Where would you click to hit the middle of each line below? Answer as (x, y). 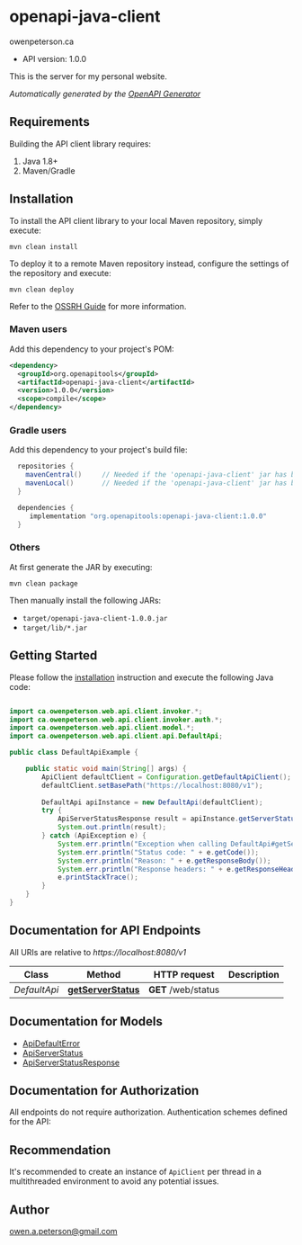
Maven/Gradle (49, 170)
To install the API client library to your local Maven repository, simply (136, 220)
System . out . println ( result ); (112, 828)
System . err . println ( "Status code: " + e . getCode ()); (158, 852)
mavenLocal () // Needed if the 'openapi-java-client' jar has (156, 483)
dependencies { (46, 507)
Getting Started (53, 655)
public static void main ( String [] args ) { (106, 769)
